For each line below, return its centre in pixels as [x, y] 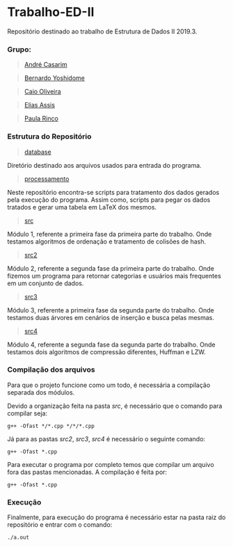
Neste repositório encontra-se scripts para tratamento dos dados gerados [113, 192]
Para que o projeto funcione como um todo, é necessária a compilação [109, 385]
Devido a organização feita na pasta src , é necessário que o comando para [115, 406]
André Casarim [46, 65]
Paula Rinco [41, 118]
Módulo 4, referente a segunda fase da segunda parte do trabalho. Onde [111, 344]
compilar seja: [27, 413]
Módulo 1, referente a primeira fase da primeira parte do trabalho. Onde [110, 234]
